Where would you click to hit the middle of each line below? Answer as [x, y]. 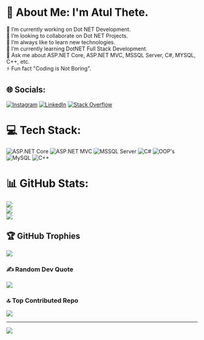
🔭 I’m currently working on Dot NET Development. [69, 29]
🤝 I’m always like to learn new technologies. [61, 42]
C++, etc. [18, 61]
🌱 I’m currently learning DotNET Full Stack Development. [77, 49]
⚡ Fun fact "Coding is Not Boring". [49, 68]
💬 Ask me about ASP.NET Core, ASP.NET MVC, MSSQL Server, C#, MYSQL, [101, 55]
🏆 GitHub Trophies [43, 236]
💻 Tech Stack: [44, 130]
